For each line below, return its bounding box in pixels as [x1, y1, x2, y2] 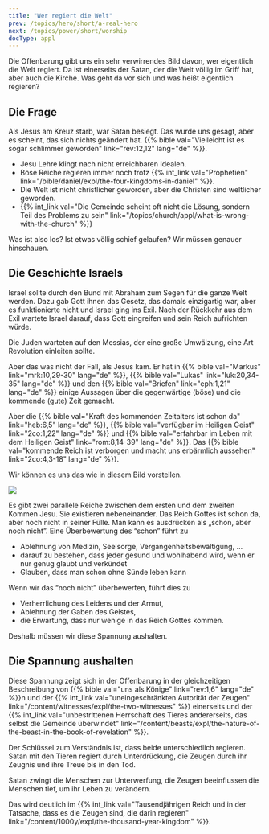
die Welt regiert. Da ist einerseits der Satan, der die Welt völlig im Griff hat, [8, 65, 255, 75]
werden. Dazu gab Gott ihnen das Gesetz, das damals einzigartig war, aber [8, 296, 256, 306]
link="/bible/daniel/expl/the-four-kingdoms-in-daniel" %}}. [19, 176, 215, 186]
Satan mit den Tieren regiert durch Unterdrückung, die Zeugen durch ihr [8, 751, 247, 761]
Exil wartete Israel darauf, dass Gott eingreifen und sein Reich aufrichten [8, 313, 247, 323]
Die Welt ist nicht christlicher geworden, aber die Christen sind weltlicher [19, 185, 262, 195]
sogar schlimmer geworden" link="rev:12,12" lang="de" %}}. [8, 144, 207, 154]
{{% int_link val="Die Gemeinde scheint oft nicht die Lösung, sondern [19, 202, 251, 212]
